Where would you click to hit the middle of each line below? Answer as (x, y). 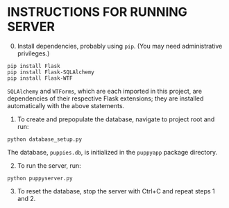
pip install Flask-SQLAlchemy (51, 72)
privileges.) (33, 53)
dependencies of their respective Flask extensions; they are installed (105, 98)
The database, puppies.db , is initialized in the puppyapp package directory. (112, 152)
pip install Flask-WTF (40, 78)
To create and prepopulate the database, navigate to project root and (116, 119)
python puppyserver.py (40, 178)
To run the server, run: (49, 165)
